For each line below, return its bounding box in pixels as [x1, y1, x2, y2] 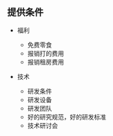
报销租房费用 [27, 58, 64, 66]
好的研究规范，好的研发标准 [27, 113, 107, 121]
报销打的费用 [27, 49, 64, 57]
